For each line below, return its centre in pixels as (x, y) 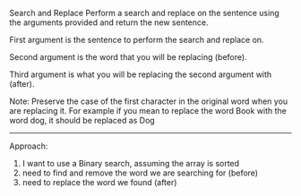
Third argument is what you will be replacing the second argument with (141, 74)
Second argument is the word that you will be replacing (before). (129, 57)
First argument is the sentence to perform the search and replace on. (137, 40)
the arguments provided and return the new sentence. (109, 22)
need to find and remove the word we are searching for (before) (140, 173)
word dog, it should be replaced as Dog (82, 120)
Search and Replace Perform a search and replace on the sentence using (144, 13)
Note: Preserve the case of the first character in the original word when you (149, 101)
